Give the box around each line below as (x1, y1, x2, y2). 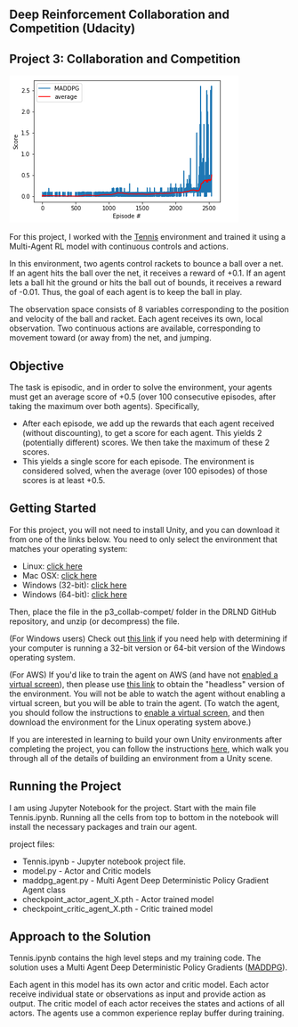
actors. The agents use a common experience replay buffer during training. (9, 1007, 285, 1019)
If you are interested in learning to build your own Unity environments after (9, 734, 283, 744)
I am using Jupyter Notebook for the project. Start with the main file (9, 802, 256, 813)
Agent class (21, 884, 67, 895)
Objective (9, 358, 65, 374)
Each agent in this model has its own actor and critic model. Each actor (9, 980, 270, 990)
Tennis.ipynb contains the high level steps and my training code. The (9, 953, 262, 964)
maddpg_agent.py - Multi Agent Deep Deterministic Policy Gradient (21, 875, 270, 885)
